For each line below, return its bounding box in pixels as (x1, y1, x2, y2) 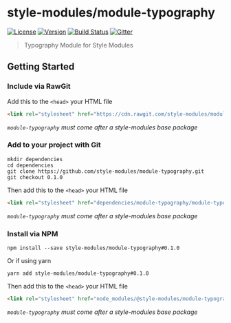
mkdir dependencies (7, 156, 63, 163)
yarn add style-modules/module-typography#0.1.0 (7, 270, 149, 277)
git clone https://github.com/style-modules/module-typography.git (7, 167, 205, 175)
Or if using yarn (7, 256, 52, 264)
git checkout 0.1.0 (7, 174, 63, 180)
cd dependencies (7, 162, 54, 169)
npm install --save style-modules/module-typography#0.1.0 (7, 244, 180, 251)
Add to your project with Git (7, 140, 101, 149)
